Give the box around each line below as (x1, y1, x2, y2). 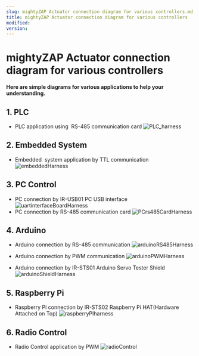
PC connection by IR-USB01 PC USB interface (14, 195, 128, 203)
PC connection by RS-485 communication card (14, 208, 131, 215)
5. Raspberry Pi (6, 287, 64, 298)
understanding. (6, 90, 46, 97)
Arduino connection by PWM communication (14, 253, 125, 260)
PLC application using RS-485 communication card (14, 123, 142, 130)
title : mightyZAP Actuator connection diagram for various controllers (6, 14, 188, 20)
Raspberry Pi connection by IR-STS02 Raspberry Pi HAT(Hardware (14, 304, 179, 311)
